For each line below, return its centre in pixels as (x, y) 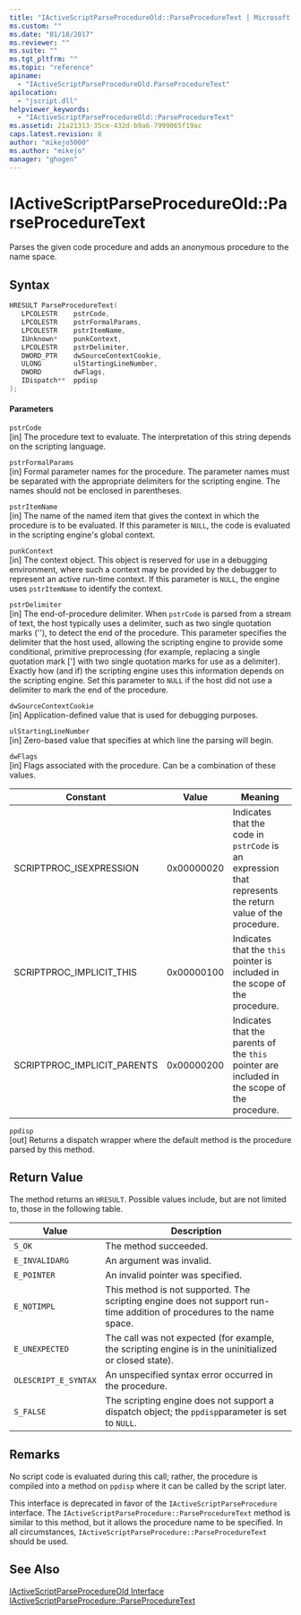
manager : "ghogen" (43, 159)
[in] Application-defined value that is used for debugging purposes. (134, 715)
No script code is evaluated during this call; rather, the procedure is (133, 1476)
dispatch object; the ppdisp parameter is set (196, 1412)
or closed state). (140, 1360)
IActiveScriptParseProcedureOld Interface (87, 1591)
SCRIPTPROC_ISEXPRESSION (77, 868)
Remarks (35, 1455)
